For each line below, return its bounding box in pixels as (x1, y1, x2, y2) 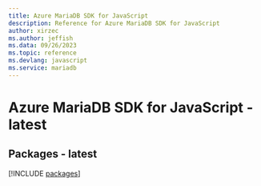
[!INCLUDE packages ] (8, 168, 81, 178)
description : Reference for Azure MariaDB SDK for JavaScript (8, 19, 220, 27)
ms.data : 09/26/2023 (8, 42, 78, 50)
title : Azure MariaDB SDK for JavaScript (8, 11, 149, 20)
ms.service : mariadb (8, 64, 78, 72)
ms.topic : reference (8, 49, 78, 57)
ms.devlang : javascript (8, 57, 88, 65)
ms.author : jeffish (8, 34, 74, 42)
